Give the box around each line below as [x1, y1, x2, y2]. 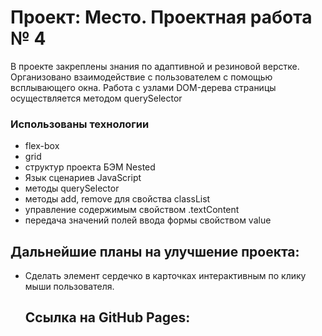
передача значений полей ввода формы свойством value [24, 214, 272, 226]
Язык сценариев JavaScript [24, 172, 142, 184]
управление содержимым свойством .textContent [24, 204, 240, 216]
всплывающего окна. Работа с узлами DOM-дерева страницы [10, 81, 277, 93]
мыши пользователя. [24, 281, 115, 293]
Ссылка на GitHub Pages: [24, 309, 191, 326]
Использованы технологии [10, 117, 150, 131]
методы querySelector [24, 182, 120, 195]
